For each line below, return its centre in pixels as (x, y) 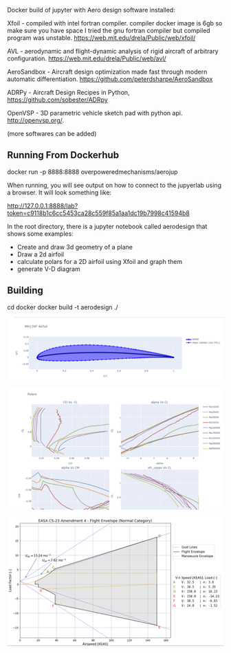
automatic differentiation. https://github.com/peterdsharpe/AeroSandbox (110, 79)
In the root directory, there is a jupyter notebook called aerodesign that (107, 226)
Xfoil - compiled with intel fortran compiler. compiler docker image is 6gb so (115, 23)
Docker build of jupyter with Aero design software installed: (91, 10)
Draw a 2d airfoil (40, 254)
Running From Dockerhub (63, 155)
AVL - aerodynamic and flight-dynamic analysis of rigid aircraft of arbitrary (113, 51)
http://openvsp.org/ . (35, 120)
